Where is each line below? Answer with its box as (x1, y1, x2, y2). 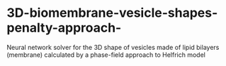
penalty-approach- (6, 20, 122, 36)
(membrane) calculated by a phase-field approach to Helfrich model (6, 51, 206, 59)
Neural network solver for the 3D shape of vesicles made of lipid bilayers (6, 43, 220, 51)
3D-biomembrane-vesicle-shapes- (6, 5, 218, 21)
